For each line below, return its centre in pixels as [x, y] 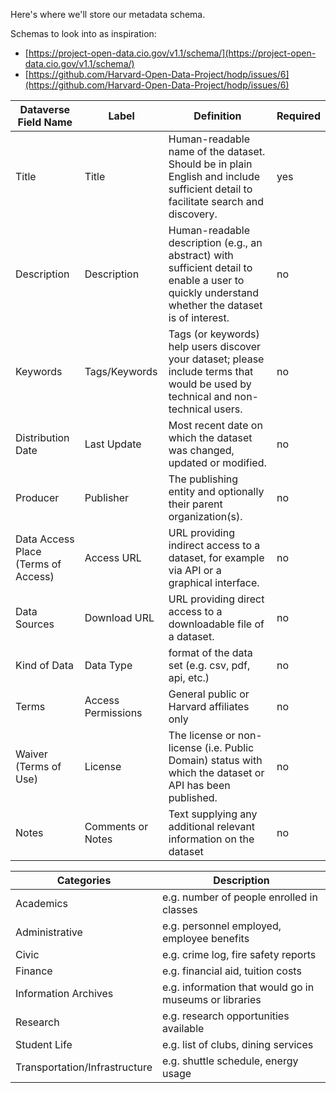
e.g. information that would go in [238, 987]
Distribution [42, 437]
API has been [199, 785]
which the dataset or [216, 772]
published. [193, 797]
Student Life [44, 1044]
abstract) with [201, 255]
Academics [41, 903]
